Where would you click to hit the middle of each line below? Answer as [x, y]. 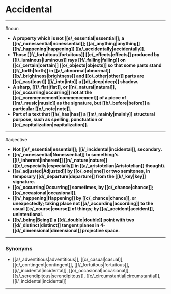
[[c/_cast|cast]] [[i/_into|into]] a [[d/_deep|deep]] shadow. [76, 81]
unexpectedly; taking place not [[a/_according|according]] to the [83, 203]
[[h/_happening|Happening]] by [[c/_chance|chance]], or [74, 198]
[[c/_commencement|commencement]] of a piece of [69, 97]
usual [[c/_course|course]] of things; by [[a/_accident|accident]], [83, 209]
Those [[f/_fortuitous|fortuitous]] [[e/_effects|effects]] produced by [86, 54]
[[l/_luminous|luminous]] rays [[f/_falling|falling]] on [69, 60]
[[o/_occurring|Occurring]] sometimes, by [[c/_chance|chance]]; [83, 187]
